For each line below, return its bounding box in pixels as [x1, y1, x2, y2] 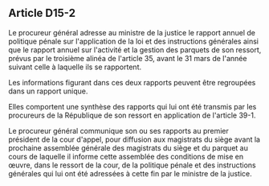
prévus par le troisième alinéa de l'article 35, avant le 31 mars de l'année [8, 53, 247, 63]
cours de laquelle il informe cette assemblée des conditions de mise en [8, 151, 243, 161]
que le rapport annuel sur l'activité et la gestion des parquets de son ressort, [8, 44, 262, 55]
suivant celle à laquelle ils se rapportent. [8, 62, 142, 72]
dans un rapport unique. [8, 86, 88, 96]
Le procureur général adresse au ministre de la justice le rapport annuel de [8, 27, 255, 37]
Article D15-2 [8, 6, 76, 20]
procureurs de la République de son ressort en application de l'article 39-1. [8, 110, 256, 120]
